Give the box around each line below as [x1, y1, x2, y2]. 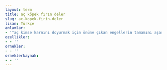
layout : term [5, 7, 32, 12]
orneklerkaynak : [5, 53, 39, 58]
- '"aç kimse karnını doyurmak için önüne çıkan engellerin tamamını [5, 30, 153, 35]
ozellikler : [5, 35, 30, 40]
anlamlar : [5, 26, 26, 31]
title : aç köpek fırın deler [5, 12, 66, 17]
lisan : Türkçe [5, 21, 35, 26]
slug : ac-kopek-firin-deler [5, 16, 64, 21]
